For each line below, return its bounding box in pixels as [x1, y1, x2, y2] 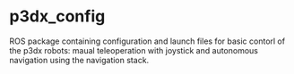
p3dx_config [9, 6, 106, 27]
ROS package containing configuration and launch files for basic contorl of [9, 36, 285, 46]
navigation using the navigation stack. [9, 54, 150, 65]
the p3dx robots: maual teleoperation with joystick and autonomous [9, 45, 258, 55]
